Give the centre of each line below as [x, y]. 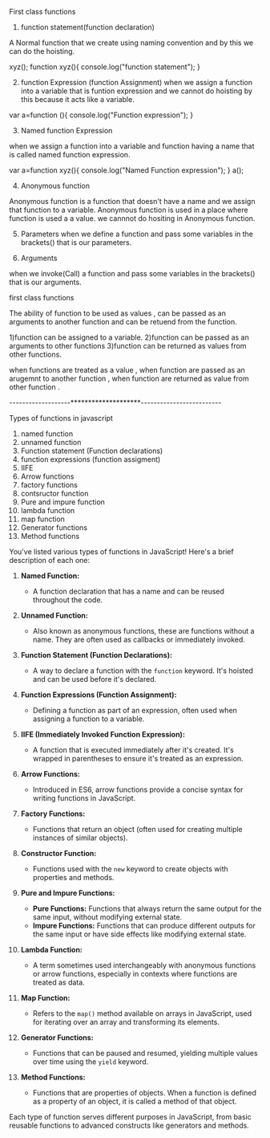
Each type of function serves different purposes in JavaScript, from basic [130, 1117]
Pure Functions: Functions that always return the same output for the [147, 908]
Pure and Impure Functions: [68, 893]
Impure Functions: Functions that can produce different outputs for [144, 926]
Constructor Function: [58, 853]
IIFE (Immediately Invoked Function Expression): [103, 734]
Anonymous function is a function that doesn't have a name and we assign [132, 201]
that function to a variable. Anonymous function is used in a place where [129, 210]
